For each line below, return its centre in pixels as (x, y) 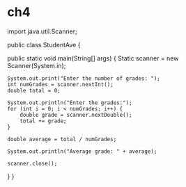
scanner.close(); (32, 163)
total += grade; (44, 121)
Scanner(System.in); (37, 65)
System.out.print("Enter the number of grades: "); (84, 78)
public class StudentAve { (44, 44)
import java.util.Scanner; (42, 31)
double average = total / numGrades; (62, 139)
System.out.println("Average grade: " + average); (82, 151)
